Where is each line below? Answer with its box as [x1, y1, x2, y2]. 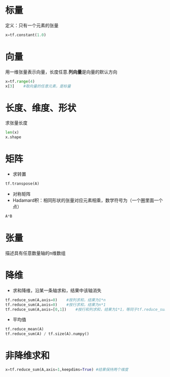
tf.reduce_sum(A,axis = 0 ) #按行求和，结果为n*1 [5, 302, 106, 307]
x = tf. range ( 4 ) [5, 79, 35, 84]
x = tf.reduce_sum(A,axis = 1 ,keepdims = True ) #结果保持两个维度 [5, 367, 129, 372]
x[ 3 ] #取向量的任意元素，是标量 [5, 83, 71, 89]
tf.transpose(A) [5, 181, 39, 186]
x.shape [5, 135, 22, 140]
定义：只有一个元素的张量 [5, 22, 59, 28]
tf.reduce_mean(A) [5, 327, 44, 332]
